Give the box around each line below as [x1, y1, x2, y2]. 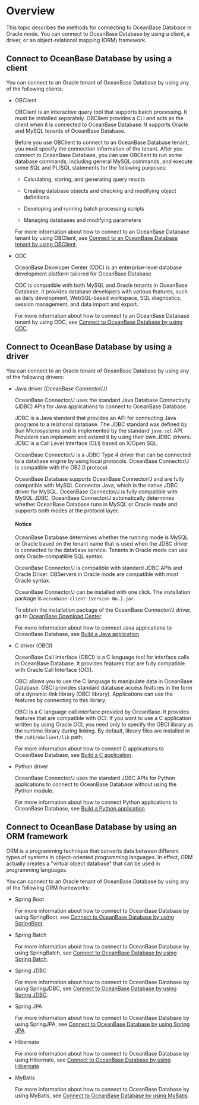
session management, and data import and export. [14, 300, 138, 308]
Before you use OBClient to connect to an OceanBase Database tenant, [14, 139, 189, 146]
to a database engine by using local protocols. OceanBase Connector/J [14, 457, 189, 465]
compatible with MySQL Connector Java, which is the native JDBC [14, 481, 178, 489]
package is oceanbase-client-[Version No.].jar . [14, 594, 135, 602]
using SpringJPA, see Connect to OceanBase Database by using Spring [14, 1021, 190, 1028]
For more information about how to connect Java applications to [14, 624, 172, 631]
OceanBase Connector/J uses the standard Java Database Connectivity [14, 396, 191, 403]
